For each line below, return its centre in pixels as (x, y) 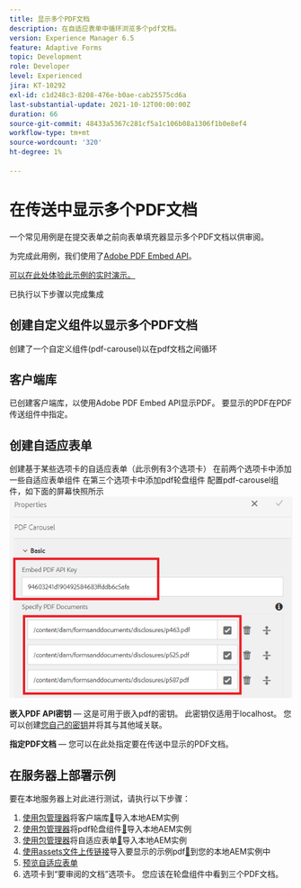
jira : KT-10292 (38, 86)
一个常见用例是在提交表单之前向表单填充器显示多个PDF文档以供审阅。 (139, 236)
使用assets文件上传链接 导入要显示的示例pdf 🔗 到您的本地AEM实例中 (146, 852)
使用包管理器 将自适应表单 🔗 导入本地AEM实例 (104, 840)
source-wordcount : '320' (56, 143)
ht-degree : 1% (36, 152)
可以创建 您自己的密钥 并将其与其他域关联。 (88, 725)
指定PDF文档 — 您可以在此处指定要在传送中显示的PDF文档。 (121, 744)
